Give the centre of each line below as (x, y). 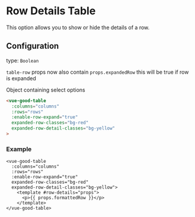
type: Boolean (23, 60)
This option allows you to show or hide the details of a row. (78, 27)
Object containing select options (46, 90)
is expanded (21, 78)
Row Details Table (51, 11)
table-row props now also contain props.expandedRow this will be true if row (97, 72)
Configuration (33, 46)
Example (19, 149)
